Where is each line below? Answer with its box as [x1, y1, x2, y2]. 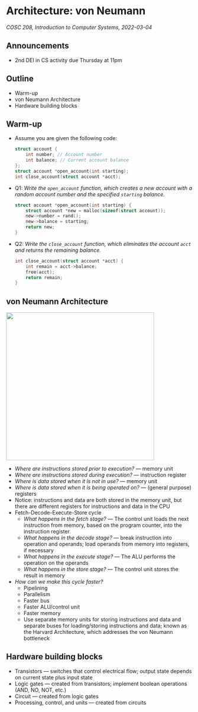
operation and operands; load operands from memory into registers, [23, 541, 190, 548]
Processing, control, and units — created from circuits [14, 699, 147, 706]
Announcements [6, 41, 69, 51]
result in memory [23, 572, 65, 579]
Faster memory [23, 610, 61, 617]
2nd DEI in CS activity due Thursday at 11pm [14, 56, 122, 63]
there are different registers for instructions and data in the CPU [14, 503, 170, 510]
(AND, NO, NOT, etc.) [14, 686, 67, 693]
